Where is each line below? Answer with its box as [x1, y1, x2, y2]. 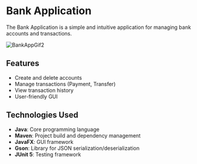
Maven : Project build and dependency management [14, 132, 141, 139]
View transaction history [14, 87, 74, 94]
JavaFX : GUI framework [14, 138, 74, 145]
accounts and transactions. [6, 29, 72, 37]
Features [6, 58, 39, 68]
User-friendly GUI [14, 93, 58, 100]
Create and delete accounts [14, 74, 82, 81]
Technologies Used [6, 110, 78, 120]
